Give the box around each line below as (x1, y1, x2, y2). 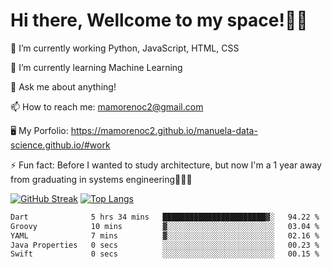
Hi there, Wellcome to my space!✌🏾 (10, 9, 308, 32)
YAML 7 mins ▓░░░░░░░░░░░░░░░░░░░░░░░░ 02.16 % (10, 230, 320, 241)
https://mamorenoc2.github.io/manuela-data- (70, 124, 258, 136)
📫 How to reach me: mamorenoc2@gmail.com (10, 100, 204, 113)
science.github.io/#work (10, 139, 111, 151)
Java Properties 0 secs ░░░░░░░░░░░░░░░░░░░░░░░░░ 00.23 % (10, 240, 320, 250)
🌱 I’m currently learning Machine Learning (10, 61, 183, 73)
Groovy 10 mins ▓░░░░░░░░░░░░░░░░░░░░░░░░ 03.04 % (10, 221, 320, 231)
